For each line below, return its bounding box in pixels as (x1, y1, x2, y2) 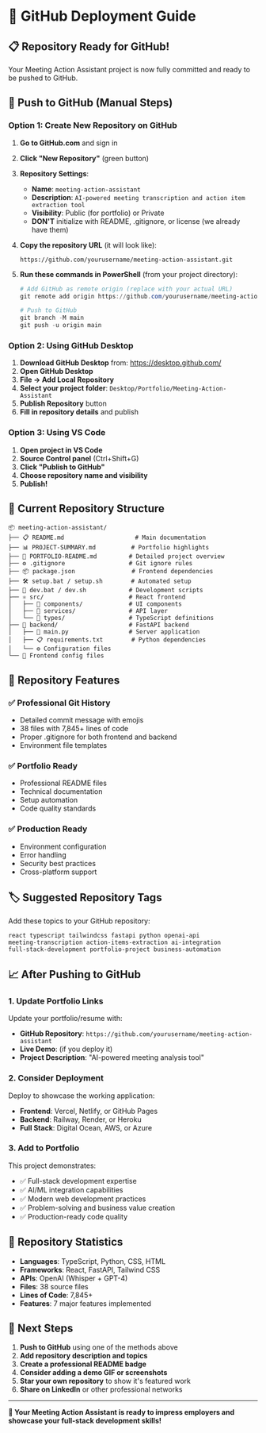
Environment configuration (19, 842, 107, 851)
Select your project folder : (19, 383, 108, 393)
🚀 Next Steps (8, 1322, 74, 1335)
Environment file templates (19, 741, 108, 750)
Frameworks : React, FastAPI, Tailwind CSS (19, 1265, 161, 1274)
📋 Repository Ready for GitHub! (8, 40, 170, 53)
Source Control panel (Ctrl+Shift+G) (19, 453, 139, 463)
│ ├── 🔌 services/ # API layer (8, 607, 169, 615)
